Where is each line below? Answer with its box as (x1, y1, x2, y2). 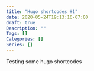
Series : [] (6, 42, 33, 48)
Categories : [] (6, 36, 44, 42)
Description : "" (6, 25, 46, 31)
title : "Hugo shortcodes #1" (6, 8, 78, 15)
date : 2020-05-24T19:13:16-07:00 (6, 14, 89, 20)
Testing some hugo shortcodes (6, 57, 82, 65)
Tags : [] (6, 31, 28, 37)
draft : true (6, 20, 35, 25)
